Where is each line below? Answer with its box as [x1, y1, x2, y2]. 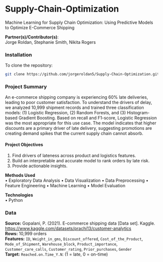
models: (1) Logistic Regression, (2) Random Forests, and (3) [5, 110, 126, 116]
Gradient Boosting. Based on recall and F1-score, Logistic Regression [18, 115, 157, 121]
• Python [5, 197, 23, 203]
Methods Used [5, 172, 35, 178]
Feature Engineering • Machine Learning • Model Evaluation [5, 182, 126, 188]
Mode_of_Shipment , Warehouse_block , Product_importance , [5, 241, 118, 246]
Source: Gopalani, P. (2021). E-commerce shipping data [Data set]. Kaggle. [5, 220, 155, 226]
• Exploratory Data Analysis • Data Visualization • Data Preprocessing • [5, 177, 149, 183]
